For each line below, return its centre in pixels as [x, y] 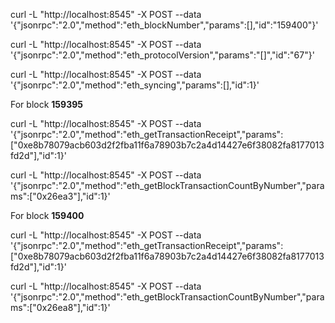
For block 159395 [46, 104]
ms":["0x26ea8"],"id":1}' [60, 307]
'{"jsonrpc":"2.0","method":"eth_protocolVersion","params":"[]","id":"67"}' [162, 55]
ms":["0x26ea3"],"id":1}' [60, 196]
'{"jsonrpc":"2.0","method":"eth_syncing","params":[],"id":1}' [135, 85]
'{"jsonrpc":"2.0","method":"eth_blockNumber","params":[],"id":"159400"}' [164, 25]
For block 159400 [47, 215]
